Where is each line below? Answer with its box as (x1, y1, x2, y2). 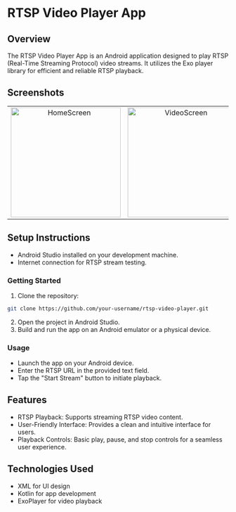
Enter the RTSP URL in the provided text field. (17, 366, 150, 375)
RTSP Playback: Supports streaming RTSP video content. (17, 413, 183, 421)
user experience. (17, 442, 67, 451)
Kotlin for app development (17, 489, 96, 497)
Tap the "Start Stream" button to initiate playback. (17, 374, 162, 383)
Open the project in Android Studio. (17, 318, 121, 326)
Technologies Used (7, 463, 93, 475)
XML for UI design (17, 482, 70, 490)
